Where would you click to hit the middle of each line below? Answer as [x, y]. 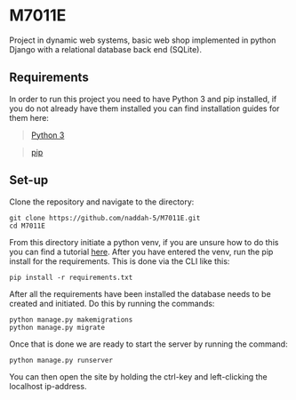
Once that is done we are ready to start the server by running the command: [148, 344]
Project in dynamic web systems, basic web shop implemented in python [143, 40]
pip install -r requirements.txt [71, 277]
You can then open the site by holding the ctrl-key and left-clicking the [139, 376]
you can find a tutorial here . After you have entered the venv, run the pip [141, 252]
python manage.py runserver [61, 360]
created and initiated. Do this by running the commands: [112, 303]
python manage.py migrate [57, 327]
